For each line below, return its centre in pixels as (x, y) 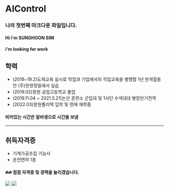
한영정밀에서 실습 (42, 85)
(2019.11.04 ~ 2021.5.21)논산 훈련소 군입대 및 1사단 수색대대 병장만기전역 (84, 98)
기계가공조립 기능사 (31, 153)
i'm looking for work (27, 49)
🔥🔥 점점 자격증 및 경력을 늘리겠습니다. (42, 172)
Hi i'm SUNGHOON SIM (30, 38)
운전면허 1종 (24, 160)
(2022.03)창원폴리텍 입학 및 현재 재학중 (52, 105)
